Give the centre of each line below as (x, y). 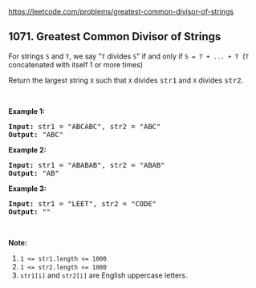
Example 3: (27, 189)
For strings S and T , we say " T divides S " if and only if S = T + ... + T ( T (129, 56)
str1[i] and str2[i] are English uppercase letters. (104, 275)
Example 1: (27, 111)
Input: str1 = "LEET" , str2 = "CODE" (83, 203)
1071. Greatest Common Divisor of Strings (115, 37)
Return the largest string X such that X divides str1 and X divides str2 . (126, 80)
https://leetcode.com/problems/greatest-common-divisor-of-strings (121, 12)
